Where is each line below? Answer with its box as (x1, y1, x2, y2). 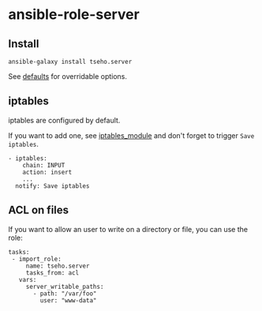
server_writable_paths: (25, 283, 104, 290)
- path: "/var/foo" (32, 290, 97, 298)
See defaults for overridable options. (8, 72, 128, 81)
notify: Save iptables (15, 182, 90, 190)
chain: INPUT (22, 161, 65, 169)
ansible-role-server (8, 6, 140, 24)
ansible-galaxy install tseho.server (8, 58, 133, 66)
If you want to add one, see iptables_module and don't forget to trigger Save (8, 130, 255, 140)
